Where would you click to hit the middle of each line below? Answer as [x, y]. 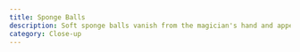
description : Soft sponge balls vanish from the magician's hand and [142, 26]
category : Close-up [46, 33]
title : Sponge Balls [48, 17]
